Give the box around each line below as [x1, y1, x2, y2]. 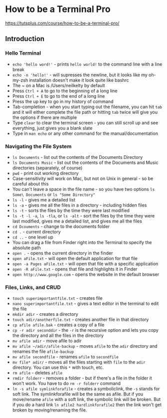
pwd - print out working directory [12, 170, 79, 176]
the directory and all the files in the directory [12, 332, 104, 339]
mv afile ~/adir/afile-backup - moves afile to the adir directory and [12, 343, 158, 349]
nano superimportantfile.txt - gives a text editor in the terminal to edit [12, 301, 159, 307]
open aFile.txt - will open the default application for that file [12, 255, 138, 261]
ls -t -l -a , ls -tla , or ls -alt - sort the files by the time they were [12, 213, 155, 219]
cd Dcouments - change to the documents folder [12, 223, 110, 229]
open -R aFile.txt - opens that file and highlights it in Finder [12, 266, 138, 272]
